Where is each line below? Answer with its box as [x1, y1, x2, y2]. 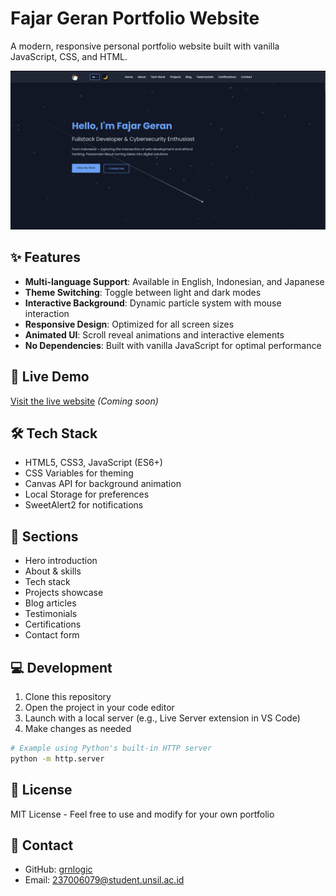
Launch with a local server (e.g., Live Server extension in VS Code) [24, 712, 301, 724]
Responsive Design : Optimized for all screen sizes [24, 318, 235, 330]
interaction [24, 307, 70, 319]
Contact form [24, 629, 80, 641]
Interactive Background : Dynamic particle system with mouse [24, 297, 282, 309]
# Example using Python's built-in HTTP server [10, 743, 213, 753]
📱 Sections [10, 528, 79, 545]
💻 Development [10, 659, 113, 676]
